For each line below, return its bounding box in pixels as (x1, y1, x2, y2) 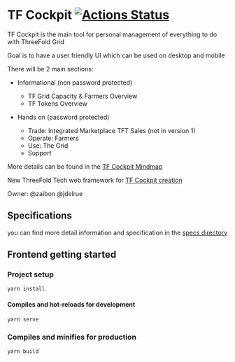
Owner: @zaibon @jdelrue (7, 189, 83, 197)
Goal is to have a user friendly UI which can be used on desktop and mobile (7, 51, 225, 60)
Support (27, 148, 52, 157)
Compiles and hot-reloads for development (7, 300, 136, 309)
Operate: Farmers (27, 134, 79, 142)
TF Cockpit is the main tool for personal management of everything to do (7, 30, 218, 39)
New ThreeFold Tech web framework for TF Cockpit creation (7, 176, 183, 184)
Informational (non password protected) (17, 78, 133, 87)
